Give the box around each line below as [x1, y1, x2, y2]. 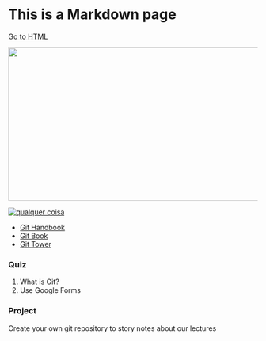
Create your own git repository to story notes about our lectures [8, 323, 217, 333]
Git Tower [19, 239, 51, 248]
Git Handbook [19, 222, 66, 232]
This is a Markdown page [8, 6, 177, 24]
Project [8, 305, 37, 316]
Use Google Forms [19, 286, 82, 295]
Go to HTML [8, 32, 48, 41]
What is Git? [19, 277, 59, 286]
